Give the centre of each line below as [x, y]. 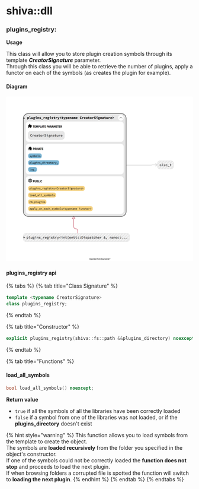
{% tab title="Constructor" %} [43, 327]
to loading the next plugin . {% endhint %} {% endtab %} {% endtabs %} [95, 479]
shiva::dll [30, 11]
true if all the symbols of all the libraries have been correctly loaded [97, 411]
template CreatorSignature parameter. [54, 60]
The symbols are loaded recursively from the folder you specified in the [94, 448]
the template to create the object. [47, 441]
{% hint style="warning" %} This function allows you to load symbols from [97, 436]
